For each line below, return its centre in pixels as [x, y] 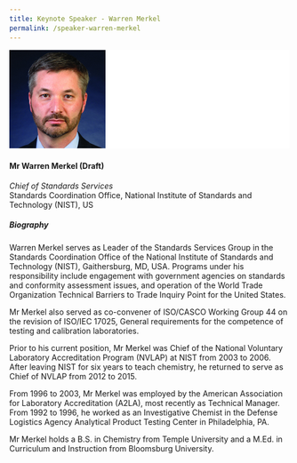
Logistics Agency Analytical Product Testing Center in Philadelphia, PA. [139, 421]
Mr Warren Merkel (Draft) [57, 165]
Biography [29, 225]
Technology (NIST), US [52, 204]
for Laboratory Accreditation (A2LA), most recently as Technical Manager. [144, 403]
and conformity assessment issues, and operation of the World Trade [136, 285]
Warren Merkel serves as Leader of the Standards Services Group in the [141, 247]
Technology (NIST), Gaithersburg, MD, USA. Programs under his [127, 266]
